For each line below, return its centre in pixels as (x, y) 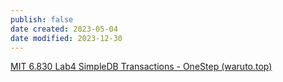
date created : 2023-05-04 (64, 29)
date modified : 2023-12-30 (66, 38)
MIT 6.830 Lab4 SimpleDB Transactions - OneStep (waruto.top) (141, 67)
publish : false (42, 19)
